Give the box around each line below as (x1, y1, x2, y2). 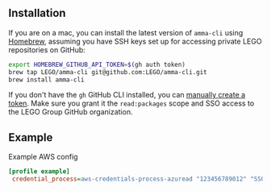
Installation (8, 6, 66, 20)
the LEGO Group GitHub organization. (8, 107, 133, 117)
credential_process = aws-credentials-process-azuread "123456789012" (11, 175, 248, 184)
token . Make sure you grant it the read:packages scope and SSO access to (8, 98, 255, 108)
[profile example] (8, 168, 70, 176)
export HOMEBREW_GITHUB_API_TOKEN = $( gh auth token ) (8, 60, 186, 69)
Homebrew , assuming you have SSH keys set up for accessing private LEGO (8, 36, 262, 46)
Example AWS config (8, 152, 78, 162)
